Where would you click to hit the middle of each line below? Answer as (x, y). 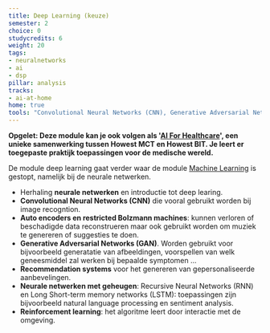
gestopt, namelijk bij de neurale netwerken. (80, 177)
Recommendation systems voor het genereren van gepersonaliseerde (137, 269)
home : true (27, 105)
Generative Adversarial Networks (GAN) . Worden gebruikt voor (127, 243)
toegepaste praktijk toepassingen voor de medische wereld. (111, 152)
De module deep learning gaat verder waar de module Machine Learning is (133, 168)
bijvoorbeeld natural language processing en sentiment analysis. (127, 303)
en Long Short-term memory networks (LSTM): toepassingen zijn (128, 294)
